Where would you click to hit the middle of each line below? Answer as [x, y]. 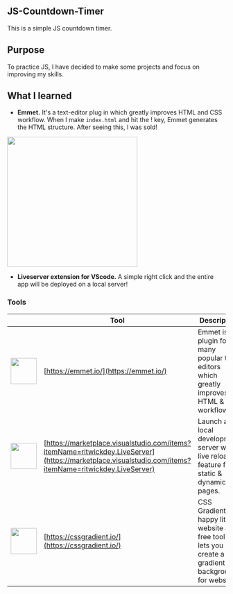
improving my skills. [35, 74]
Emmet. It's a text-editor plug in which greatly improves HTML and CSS [120, 112]
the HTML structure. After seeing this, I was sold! [87, 127]
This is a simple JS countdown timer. [60, 28]
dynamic [212, 482]
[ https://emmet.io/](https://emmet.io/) [105, 371]
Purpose [26, 50]
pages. [209, 491]
